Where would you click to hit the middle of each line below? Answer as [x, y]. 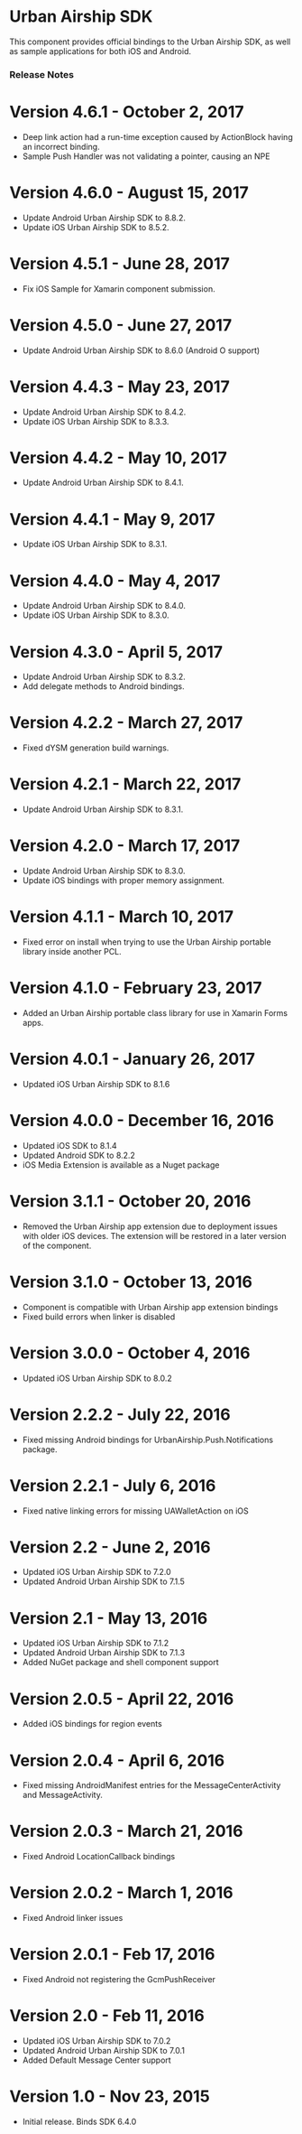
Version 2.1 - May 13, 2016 [109, 1618]
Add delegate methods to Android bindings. [103, 686]
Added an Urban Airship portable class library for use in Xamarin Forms [155, 1012]
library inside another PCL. [72, 952]
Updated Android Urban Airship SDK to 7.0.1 [103, 2051]
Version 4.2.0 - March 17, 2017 [125, 846]
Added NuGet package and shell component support [120, 1663]
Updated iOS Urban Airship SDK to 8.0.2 [97, 1378]
